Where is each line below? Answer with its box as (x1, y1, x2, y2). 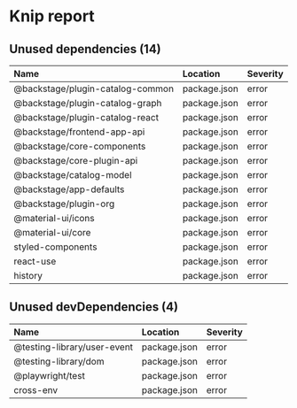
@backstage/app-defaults (13, 183, 125, 196)
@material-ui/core (13, 227, 91, 238)
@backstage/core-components (13, 140, 146, 152)
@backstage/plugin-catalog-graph (13, 97, 162, 109)
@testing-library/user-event (13, 341, 134, 353)
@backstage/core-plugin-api (13, 155, 138, 166)
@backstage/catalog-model (13, 169, 132, 181)
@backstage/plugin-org (13, 197, 115, 210)
